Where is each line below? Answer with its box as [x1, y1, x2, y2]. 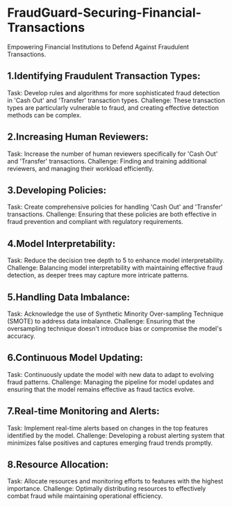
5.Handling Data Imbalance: [7, 291, 131, 303]
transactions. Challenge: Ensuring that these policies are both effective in [7, 210, 217, 218]
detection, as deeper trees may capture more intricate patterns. [7, 271, 189, 280]
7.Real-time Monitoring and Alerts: [7, 405, 160, 417]
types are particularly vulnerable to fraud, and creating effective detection [7, 103, 219, 112]
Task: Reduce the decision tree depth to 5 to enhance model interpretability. [7, 256, 224, 265]
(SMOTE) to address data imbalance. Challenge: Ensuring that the [7, 317, 196, 325]
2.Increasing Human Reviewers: [7, 131, 149, 143]
